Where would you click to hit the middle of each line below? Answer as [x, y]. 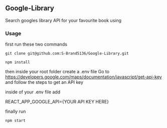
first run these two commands [36, 44]
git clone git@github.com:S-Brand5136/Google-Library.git [67, 54]
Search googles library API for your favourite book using [63, 20]
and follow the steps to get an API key [44, 82]
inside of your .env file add [33, 92]
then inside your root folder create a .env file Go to [57, 72]
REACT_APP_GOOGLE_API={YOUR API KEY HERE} [57, 102]
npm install [18, 62]
